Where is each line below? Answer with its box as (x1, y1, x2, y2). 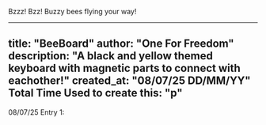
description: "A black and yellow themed (8, 49, 214, 62)
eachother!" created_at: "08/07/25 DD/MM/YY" (8, 74, 251, 88)
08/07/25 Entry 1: (8, 107, 65, 117)
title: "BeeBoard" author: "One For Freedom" (8, 37, 235, 51)
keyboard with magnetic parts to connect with (8, 62, 241, 75)
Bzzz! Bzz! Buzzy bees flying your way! (8, 7, 137, 16)
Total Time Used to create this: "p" (8, 86, 183, 100)
